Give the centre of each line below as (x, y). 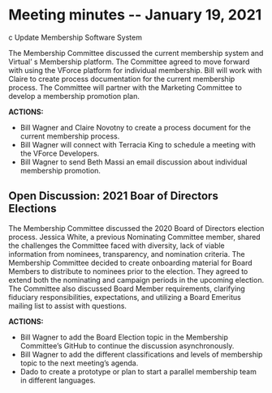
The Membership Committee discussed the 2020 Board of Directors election (136, 228)
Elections (32, 209)
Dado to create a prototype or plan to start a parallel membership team (138, 371)
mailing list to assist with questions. (68, 305)
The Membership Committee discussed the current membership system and (136, 53)
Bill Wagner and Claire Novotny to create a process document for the (136, 127)
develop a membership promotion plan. (74, 96)
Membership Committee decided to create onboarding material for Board (131, 263)
